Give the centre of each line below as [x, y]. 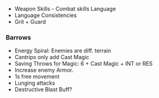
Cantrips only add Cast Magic [52, 57]
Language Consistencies [46, 15]
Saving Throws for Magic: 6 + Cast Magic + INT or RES [83, 64]
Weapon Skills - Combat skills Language [65, 9]
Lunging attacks [35, 83]
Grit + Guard [30, 22]
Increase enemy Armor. [44, 70]
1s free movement [37, 77]
